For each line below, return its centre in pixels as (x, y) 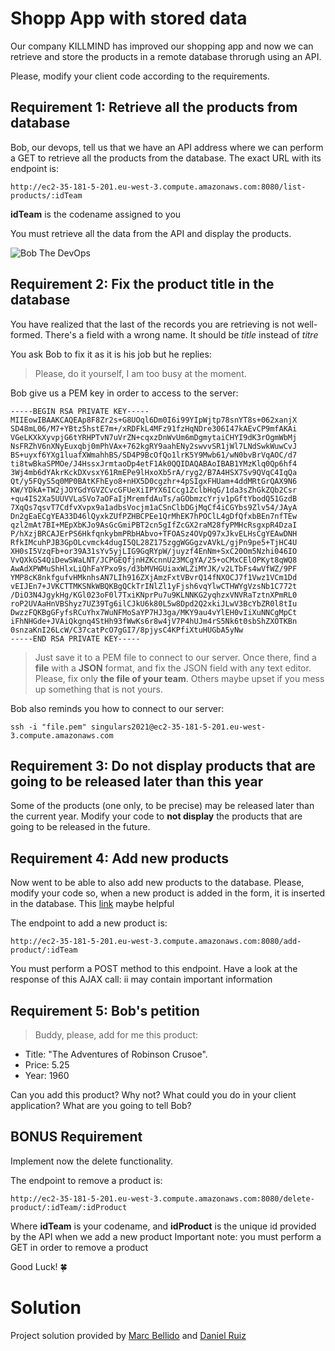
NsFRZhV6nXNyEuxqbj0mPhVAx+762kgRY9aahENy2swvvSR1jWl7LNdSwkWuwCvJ (154, 446)
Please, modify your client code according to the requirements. (140, 76)
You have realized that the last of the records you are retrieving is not (152, 324)
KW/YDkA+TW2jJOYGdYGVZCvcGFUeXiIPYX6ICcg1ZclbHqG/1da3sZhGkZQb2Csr (154, 490)
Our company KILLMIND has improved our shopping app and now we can (162, 46)
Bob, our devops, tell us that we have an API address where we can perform (167, 147)
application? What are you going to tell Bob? (101, 1105)
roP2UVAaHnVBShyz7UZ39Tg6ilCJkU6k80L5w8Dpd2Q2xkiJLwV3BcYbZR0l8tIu (154, 603)
